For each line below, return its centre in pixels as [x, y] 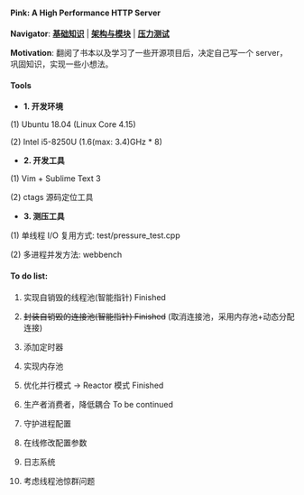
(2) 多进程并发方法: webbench [66, 255]
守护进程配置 [47, 423]
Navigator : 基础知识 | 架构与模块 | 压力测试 [90, 34]
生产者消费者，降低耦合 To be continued [98, 404]
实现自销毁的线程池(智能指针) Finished [94, 297]
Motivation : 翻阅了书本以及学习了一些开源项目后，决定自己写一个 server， [149, 53]
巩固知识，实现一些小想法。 [62, 64]
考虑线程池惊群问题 [59, 481]
